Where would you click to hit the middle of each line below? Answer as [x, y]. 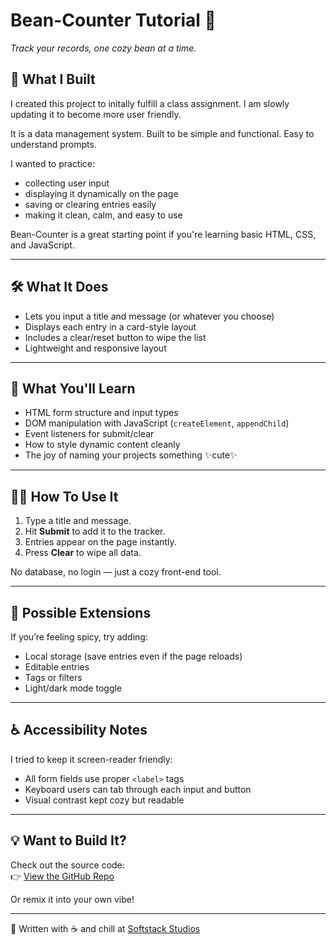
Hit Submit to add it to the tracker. [95, 531]
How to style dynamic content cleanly [102, 445]
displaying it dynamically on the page [101, 193]
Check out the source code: [67, 865]
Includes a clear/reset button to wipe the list [115, 337]
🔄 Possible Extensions [81, 612]
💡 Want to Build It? [68, 840]
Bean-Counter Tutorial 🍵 [113, 20]
